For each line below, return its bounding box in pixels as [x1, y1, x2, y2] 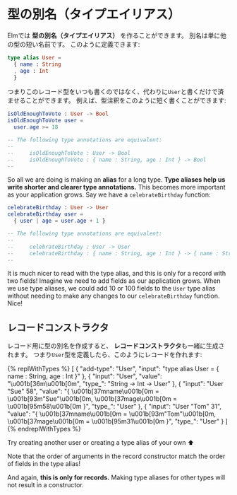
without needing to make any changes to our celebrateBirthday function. [7, 291, 220, 301]
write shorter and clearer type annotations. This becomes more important [7, 183, 226, 192]
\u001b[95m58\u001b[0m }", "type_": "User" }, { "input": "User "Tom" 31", [7, 402, 222, 411]
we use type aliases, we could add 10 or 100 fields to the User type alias [7, 284, 216, 293]
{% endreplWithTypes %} [7, 425, 81, 433]
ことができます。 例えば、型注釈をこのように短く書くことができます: [25, 96, 227, 105]
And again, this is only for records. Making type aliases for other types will [7, 473, 226, 482]
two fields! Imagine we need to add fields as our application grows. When [7, 276, 221, 285]
